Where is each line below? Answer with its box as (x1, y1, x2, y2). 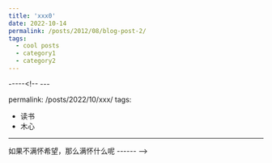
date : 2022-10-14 (8, 19, 67, 27)
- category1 (15, 49, 57, 57)
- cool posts (15, 42, 60, 50)
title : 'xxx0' (8, 11, 57, 20)
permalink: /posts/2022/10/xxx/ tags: (8, 94, 132, 104)
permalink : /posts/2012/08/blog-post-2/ (8, 27, 147, 35)
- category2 (15, 57, 57, 65)
